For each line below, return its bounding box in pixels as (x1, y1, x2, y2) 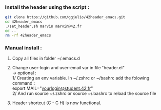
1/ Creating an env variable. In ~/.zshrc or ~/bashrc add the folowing (12, 75, 150, 81)
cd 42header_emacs (5, 19, 42, 24)
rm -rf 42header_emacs (5, 33, 51, 38)
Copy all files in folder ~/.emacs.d (12, 55, 80, 61)
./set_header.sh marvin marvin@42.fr (5, 24, 82, 29)
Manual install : (5, 44, 42, 51)
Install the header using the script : (5, 4, 89, 11)
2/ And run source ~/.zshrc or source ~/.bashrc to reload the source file (12, 90, 157, 96)
